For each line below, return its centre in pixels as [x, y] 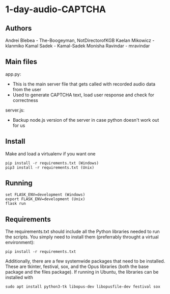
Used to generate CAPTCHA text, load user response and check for [83, 95]
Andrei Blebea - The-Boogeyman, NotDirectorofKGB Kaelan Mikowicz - [80, 40]
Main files [21, 62]
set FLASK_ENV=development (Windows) [45, 195]
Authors [19, 28]
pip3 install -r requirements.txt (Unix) [50, 167]
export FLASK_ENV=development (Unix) [45, 199]
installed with [19, 277]
